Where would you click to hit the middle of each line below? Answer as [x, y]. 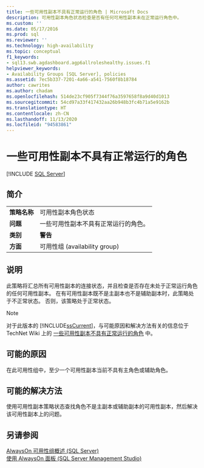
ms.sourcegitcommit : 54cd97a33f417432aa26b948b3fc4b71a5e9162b [88, 102]
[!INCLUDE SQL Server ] [36, 174]
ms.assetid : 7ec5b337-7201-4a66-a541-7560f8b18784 [72, 80]
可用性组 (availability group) [80, 246]
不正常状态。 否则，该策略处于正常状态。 [63, 300]
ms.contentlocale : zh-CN [38, 114]
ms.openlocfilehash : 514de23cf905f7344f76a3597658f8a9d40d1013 [88, 97]
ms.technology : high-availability [50, 46]
